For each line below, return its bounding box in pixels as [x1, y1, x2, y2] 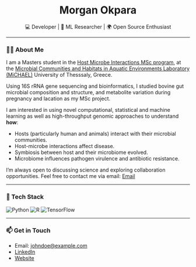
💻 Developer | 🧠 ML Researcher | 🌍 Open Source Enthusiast [24, 23, 171, 30]
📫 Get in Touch [6, 227, 51, 235]
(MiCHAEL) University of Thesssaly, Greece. [6, 71, 113, 78]
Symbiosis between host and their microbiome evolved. [14, 149, 148, 156]
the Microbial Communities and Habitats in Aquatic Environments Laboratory [6, 65, 190, 72]
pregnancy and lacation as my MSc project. [6, 95, 111, 102]
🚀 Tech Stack [6, 193, 44, 201]
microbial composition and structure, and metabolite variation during [6, 89, 171, 96]
